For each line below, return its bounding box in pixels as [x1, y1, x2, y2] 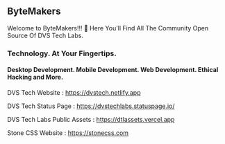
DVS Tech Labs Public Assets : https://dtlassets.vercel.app [7, 115, 175, 123]
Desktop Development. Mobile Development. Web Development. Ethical [7, 66, 219, 74]
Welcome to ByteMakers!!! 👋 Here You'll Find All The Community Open [7, 24, 209, 32]
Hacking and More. [7, 73, 64, 82]
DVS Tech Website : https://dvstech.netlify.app [7, 88, 141, 96]
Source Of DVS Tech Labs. [7, 31, 83, 39]
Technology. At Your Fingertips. [7, 48, 117, 58]
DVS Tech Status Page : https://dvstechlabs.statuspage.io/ [7, 102, 175, 110]
